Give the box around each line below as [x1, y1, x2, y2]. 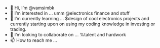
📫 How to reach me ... [10, 37, 57, 43]
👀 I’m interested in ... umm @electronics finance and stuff [10, 10, 130, 16]
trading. [10, 26, 27, 32]
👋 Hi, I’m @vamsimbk [10, 5, 55, 11]
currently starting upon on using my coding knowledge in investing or [10, 21, 155, 27]
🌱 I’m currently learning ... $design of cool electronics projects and [10, 16, 149, 21]
